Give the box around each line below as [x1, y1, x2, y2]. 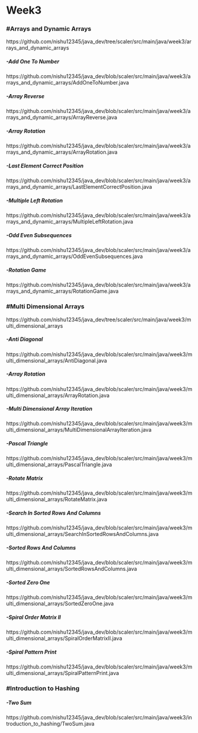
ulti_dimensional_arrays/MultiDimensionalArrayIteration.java [6, 427, 152, 434]
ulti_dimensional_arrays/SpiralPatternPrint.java [6, 670, 119, 677]
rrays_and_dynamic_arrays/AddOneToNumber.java [6, 79, 129, 86]
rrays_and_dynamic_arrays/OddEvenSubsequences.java [6, 253, 143, 260]
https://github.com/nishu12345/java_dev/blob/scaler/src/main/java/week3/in [6, 714, 192, 721]
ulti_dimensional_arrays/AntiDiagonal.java [6, 357, 108, 364]
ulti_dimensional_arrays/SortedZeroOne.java [6, 600, 114, 607]
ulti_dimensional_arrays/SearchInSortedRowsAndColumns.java [6, 531, 159, 538]
